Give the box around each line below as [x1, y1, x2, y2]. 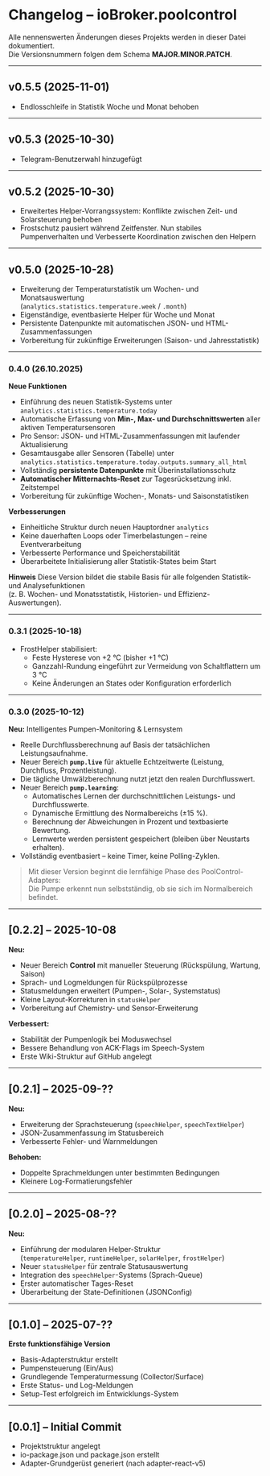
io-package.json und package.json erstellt [19, 1450, 160, 1460]
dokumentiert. [8, 40, 55, 50]
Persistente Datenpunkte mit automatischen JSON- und [19, 318, 204, 328]
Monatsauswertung [19, 292, 84, 303]
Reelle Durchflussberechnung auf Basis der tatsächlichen [19, 740, 211, 750]
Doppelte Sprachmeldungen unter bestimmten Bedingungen [19, 1167, 220, 1177]
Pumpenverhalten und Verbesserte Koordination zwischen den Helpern [19, 232, 256, 242]
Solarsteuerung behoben [19, 215, 103, 225]
